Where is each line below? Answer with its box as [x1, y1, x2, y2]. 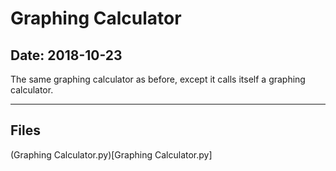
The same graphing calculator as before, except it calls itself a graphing [10, 73, 306, 85]
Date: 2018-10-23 [10, 47, 123, 64]
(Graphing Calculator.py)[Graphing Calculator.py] [10, 148, 213, 161]
